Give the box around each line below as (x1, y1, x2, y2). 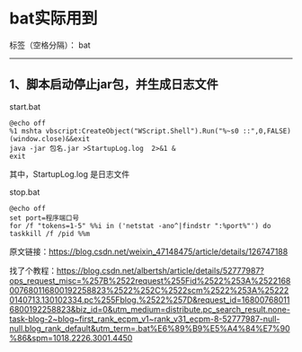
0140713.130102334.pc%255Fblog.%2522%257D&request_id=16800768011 (9, 294, 290, 305)
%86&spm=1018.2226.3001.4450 (9, 332, 133, 343)
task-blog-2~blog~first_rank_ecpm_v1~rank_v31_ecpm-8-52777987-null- (9, 313, 280, 324)
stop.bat (9, 186, 40, 198)
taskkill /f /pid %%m (9, 229, 91, 238)
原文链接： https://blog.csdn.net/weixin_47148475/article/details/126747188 (9, 246, 289, 257)
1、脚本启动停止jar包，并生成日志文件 (9, 77, 218, 92)
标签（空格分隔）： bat (9, 40, 92, 50)
